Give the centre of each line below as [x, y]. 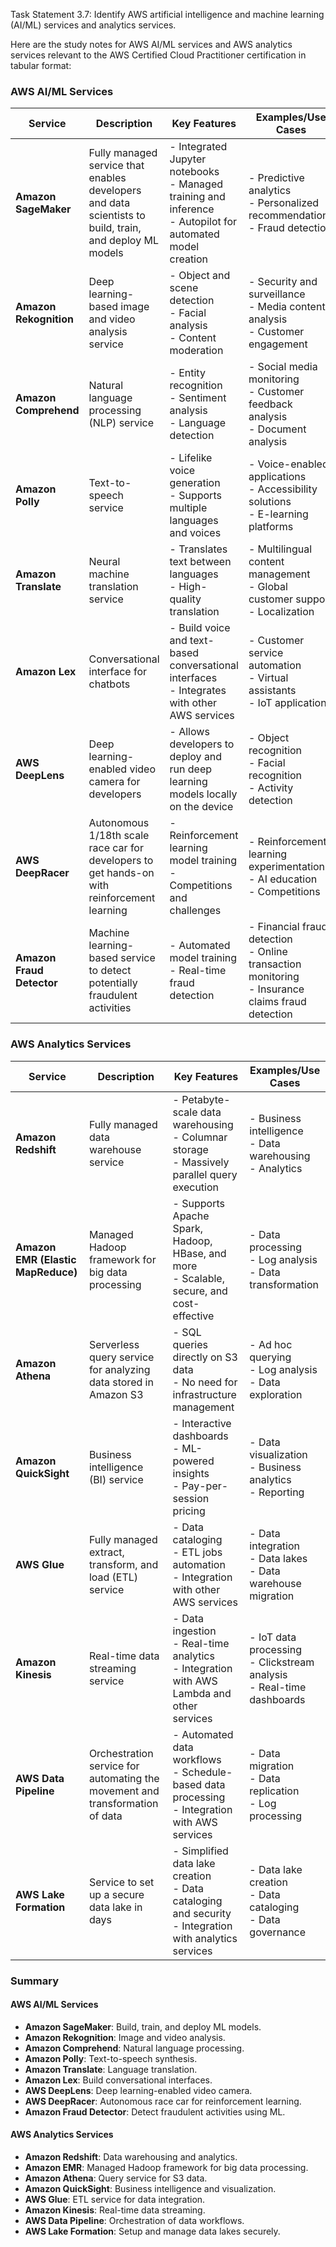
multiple [188, 508]
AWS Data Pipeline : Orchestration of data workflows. [134, 2220]
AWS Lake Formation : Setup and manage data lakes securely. [152, 2231]
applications [277, 477]
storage [190, 1149]
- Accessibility [283, 489]
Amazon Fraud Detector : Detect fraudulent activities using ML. [155, 2111]
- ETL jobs [197, 1552]
